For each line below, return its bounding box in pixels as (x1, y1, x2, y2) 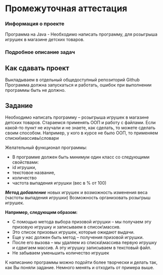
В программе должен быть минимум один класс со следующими (12, 154, 150, 160)
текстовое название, (12, 169, 56, 176)
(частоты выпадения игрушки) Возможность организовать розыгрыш (5, 195, 151, 201)
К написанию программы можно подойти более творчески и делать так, (5, 259, 158, 265)
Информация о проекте (5, 21, 64, 27)
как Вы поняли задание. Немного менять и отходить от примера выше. (5, 265, 155, 271)
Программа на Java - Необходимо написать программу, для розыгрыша (5, 31, 158, 37)
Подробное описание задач (5, 49, 75, 56)
